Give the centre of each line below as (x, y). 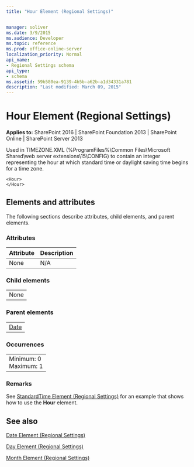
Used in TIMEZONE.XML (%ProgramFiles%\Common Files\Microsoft (88, 150)
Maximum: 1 (26, 366)
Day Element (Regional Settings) (45, 446)
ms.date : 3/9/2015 (28, 33)
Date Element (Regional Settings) (46, 435)
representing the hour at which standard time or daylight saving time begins (97, 162)
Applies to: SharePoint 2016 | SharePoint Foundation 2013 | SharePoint (91, 132)
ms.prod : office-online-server (44, 49)
